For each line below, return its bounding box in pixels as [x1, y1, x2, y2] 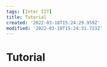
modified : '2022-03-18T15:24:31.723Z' [6, 25, 103, 31]
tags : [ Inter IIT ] [6, 8, 52, 15]
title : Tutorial [6, 14, 47, 20]
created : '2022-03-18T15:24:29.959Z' [6, 20, 100, 25]
